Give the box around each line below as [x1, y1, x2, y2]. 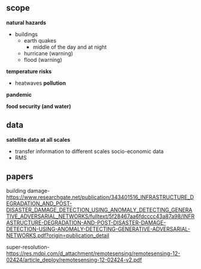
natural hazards [6, 19, 47, 26]
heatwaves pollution [14, 79, 66, 86]
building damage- [6, 187, 50, 195]
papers [6, 172, 33, 182]
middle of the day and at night [32, 43, 107, 50]
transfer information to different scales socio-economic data [14, 148, 164, 155]
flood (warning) [23, 56, 63, 63]
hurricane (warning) [23, 49, 74, 57]
